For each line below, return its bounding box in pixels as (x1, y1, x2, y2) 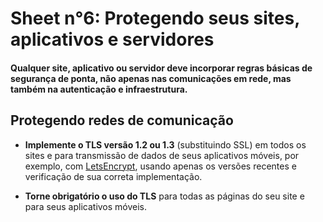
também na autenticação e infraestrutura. (10, 83, 188, 95)
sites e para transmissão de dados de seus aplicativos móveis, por (24, 149, 300, 161)
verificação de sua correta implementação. (24, 170, 203, 182)
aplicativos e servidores (10, 28, 215, 51)
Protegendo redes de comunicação (10, 112, 234, 129)
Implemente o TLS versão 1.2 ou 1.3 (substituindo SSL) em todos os (24, 138, 307, 151)
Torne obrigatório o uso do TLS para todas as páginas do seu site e (24, 190, 305, 202)
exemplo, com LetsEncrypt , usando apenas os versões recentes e (24, 160, 297, 172)
